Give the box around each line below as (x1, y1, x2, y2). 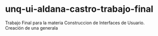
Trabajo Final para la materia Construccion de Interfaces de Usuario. (5, 20, 145, 26)
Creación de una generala (5, 25, 58, 31)
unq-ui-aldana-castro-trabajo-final (5, 3, 154, 15)
